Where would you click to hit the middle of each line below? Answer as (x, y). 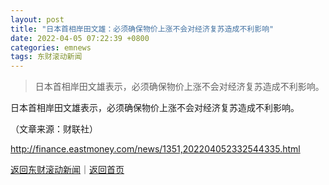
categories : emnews (51, 47)
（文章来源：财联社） (54, 129)
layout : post (37, 19)
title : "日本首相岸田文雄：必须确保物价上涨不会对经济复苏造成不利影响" (142, 29)
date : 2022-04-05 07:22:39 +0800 (80, 38)
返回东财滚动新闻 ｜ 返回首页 (67, 170)
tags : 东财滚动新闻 (46, 57)
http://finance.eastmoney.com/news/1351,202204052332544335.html (155, 149)
